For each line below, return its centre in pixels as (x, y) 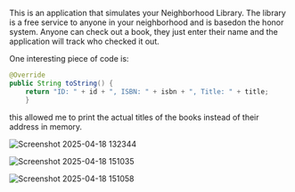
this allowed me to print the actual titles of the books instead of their (135, 117)
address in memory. (46, 126)
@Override (28, 75)
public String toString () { (61, 83)
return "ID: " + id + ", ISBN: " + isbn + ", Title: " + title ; (147, 92)
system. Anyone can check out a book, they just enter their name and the (143, 32)
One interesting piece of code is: (69, 58)
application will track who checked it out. (84, 41)
